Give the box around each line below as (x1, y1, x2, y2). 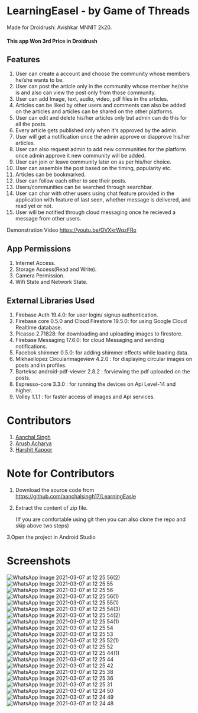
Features (7, 55, 40, 65)
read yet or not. (15, 203, 53, 210)
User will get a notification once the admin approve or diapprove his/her (15, 133, 191, 140)
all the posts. (15, 120, 47, 128)
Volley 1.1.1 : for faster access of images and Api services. (15, 393, 155, 400)
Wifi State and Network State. (15, 279, 88, 286)
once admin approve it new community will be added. (15, 152, 146, 159)
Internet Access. (15, 260, 56, 267)
